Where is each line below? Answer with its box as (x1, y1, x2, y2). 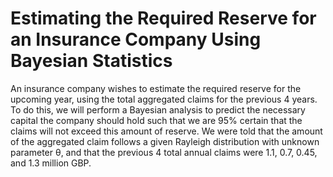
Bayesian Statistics (10, 50, 173, 72)
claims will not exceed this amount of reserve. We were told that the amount (10, 125, 323, 137)
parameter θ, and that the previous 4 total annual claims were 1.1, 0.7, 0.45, (10, 146, 318, 158)
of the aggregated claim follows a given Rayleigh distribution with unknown (10, 135, 320, 147)
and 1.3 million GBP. (10, 157, 92, 169)
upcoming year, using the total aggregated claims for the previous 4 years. (10, 93, 318, 105)
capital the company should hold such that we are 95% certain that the (10, 114, 303, 126)
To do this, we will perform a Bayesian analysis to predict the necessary (10, 103, 306, 116)
